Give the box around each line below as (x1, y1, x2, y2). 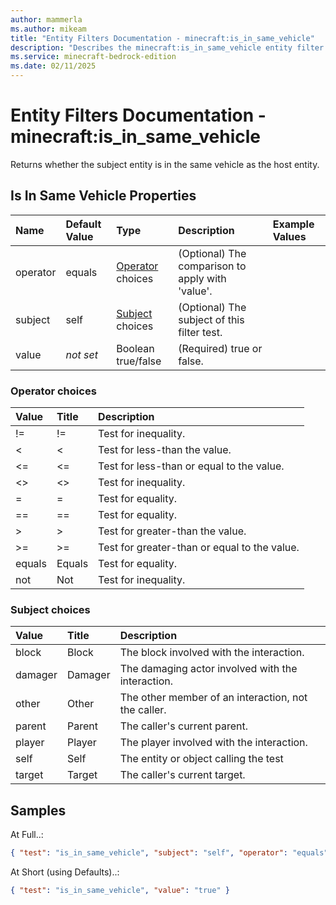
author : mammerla (10, 14, 83, 25)
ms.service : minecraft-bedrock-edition (10, 52, 177, 62)
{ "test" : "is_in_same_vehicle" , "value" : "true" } (10, 886, 230, 896)
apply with (178, 271, 227, 285)
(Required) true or (178, 341, 263, 355)
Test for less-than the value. (98, 443, 232, 457)
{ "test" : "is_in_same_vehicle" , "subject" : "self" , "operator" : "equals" (10, 848, 329, 858)
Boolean (116, 341, 155, 355)
